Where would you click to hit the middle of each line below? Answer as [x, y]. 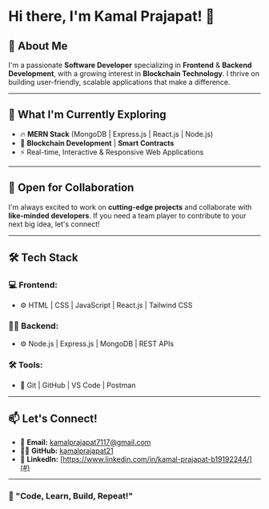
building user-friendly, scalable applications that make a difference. [119, 82]
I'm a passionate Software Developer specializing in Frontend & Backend [130, 65]
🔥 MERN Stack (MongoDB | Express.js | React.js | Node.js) [116, 134]
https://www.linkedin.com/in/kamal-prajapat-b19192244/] [157, 459]
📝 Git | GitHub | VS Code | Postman [78, 385]
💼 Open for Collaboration [71, 188]
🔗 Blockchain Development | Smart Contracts [97, 142]
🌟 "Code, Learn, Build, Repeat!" [71, 495]
